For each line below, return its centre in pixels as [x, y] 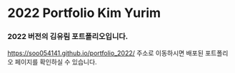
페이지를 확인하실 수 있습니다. [56, 62]
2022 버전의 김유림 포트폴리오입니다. [68, 37]
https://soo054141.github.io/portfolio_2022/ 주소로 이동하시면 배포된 [105, 53]
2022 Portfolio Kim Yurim [84, 13]
